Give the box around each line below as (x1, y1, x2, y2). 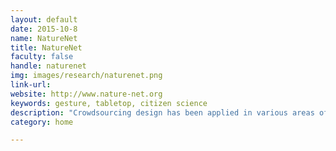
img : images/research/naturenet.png (10, 71, 163, 81)
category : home (10, 117, 74, 127)
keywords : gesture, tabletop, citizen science (10, 98, 208, 108)
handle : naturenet (10, 61, 87, 71)
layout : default (10, 14, 78, 25)
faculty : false (10, 52, 74, 62)
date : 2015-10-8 (10, 24, 78, 34)
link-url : (10, 80, 52, 90)
